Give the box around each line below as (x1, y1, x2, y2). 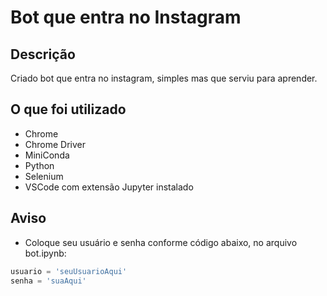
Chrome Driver (24, 138, 87, 150)
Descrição (10, 46, 76, 63)
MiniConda (24, 149, 70, 161)
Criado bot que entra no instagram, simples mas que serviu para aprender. (10, 72, 318, 84)
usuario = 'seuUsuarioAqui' (10, 266, 128, 276)
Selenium (24, 170, 64, 182)
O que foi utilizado (10, 101, 127, 118)
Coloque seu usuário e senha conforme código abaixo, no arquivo (24, 236, 298, 248)
